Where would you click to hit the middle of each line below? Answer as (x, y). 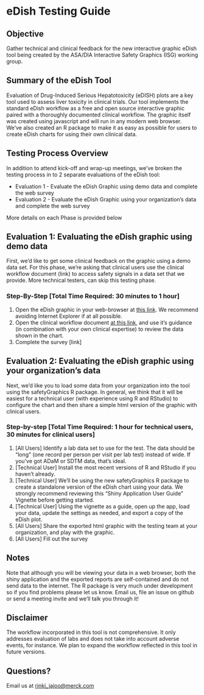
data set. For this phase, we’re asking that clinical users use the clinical (95, 267)
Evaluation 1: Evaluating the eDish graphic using (100, 237)
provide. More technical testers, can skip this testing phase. (81, 280)
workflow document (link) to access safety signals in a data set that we (95, 274)
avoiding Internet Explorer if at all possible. (69, 316)
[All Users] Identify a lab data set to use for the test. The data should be (105, 448)
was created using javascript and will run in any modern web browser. (94, 121)
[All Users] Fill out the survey (51, 539)
